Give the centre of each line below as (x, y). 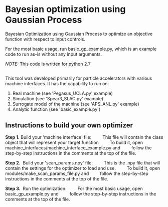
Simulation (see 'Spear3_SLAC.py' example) (58, 99)
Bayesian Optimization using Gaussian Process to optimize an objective (79, 34)
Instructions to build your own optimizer (69, 125)
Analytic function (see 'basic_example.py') (56, 109)
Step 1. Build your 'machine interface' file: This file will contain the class (84, 137)
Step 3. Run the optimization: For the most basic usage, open (74, 188)
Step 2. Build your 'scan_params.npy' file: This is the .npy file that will (83, 163)
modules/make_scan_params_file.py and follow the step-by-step (77, 173)
